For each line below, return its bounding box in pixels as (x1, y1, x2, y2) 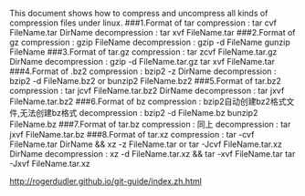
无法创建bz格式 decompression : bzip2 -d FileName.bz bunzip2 (19, 108, 258, 118)
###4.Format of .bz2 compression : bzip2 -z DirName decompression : (9, 66, 277, 77)
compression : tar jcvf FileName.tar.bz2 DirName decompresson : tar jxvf (9, 86, 285, 96)
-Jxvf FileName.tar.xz (9, 159, 91, 169)
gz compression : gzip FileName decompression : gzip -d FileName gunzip (9, 36, 290, 47)
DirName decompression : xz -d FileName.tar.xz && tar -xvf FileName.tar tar (9, 149, 296, 159)
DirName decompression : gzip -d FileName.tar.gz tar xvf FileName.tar (9, 57, 276, 67)
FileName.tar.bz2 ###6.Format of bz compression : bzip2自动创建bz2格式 (9, 96, 287, 107)
